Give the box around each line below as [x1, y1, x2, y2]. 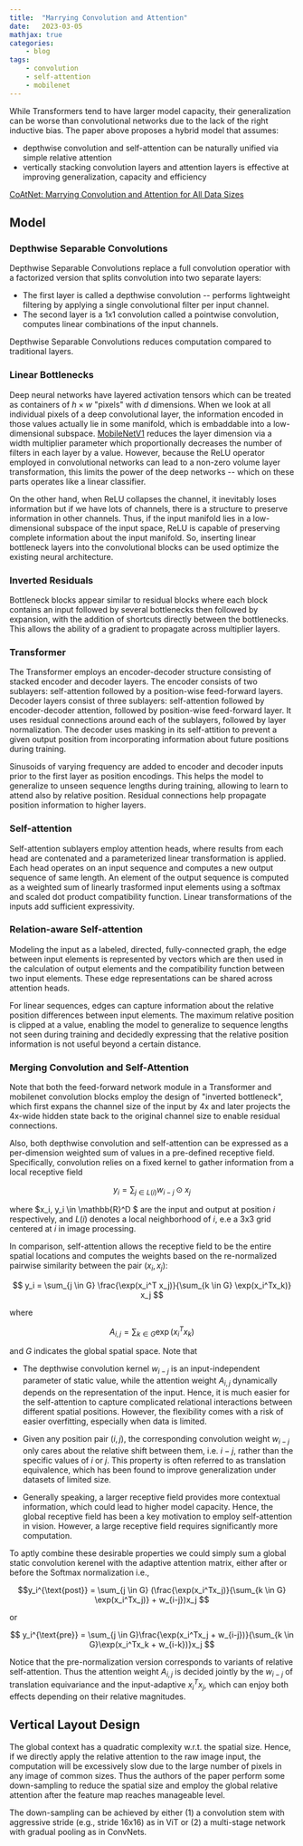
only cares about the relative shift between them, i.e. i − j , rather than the [22, 1445, 294, 1455]
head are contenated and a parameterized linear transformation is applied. [9, 853, 287, 864]
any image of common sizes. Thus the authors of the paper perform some [9, 1770, 285, 1781]
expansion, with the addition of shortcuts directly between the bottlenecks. [9, 614, 289, 624]
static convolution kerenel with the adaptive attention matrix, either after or [9, 1557, 288, 1568]
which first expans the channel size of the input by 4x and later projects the [9, 1101, 291, 1112]
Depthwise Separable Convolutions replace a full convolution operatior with [9, 263, 291, 274]
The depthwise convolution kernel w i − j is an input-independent [22, 1363, 260, 1376]
